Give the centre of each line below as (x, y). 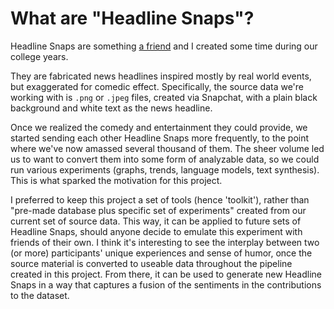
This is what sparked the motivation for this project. (116, 180)
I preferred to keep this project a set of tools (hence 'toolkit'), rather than (160, 199)
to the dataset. (40, 295)
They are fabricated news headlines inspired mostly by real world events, (161, 76)
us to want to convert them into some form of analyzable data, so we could (165, 159)
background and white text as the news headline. (111, 108)
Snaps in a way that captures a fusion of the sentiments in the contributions (166, 284)
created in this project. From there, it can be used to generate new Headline (166, 274)
